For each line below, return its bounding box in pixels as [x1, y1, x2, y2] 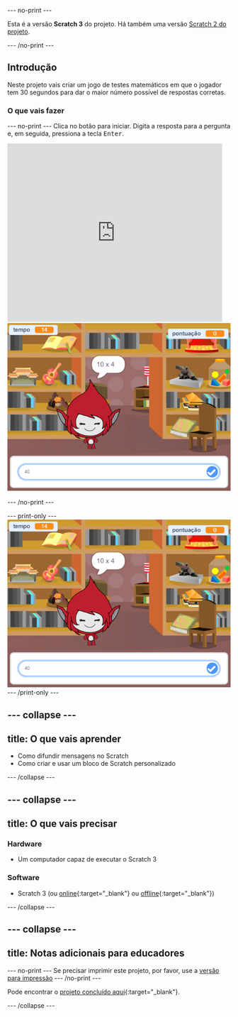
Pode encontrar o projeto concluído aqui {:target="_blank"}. [7, 987, 181, 996]
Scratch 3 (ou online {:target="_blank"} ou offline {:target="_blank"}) [17, 889, 215, 897]
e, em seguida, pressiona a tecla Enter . [7, 129, 124, 138]
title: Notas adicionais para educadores [7, 947, 185, 960]
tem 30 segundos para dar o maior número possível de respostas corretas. [7, 88, 226, 97]
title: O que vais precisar [7, 818, 118, 830]
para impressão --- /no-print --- [7, 974, 101, 982]
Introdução [7, 62, 57, 74]
